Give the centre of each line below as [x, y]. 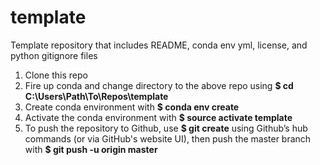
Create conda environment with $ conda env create [132, 107]
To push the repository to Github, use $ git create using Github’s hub [166, 128]
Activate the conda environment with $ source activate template [158, 117]
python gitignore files [54, 55]
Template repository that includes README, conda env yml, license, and [159, 45]
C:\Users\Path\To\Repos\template [96, 96]
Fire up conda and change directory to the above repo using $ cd [159, 85]
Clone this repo [56, 75]
